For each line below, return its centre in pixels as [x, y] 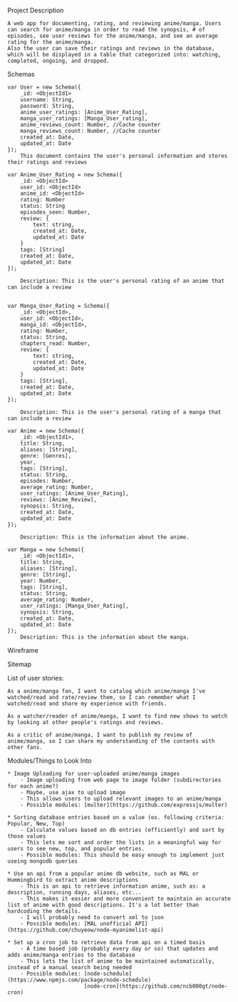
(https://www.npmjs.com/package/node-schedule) [79, 980]
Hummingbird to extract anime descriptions [73, 880]
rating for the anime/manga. [51, 42]
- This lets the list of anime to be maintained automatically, [118, 961]
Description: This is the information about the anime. [105, 537]
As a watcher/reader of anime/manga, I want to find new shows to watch [118, 716]
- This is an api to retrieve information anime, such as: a [113, 886]
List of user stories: [36, 678]
